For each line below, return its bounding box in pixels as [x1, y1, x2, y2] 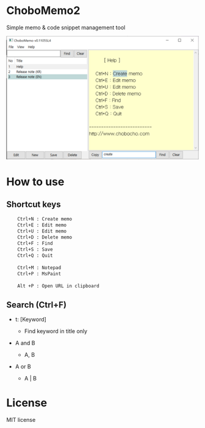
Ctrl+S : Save [17, 247, 53, 253]
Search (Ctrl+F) [6, 300, 67, 310]
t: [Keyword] [15, 316, 47, 323]
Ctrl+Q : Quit [17, 253, 53, 259]
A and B [15, 339, 35, 347]
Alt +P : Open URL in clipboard [17, 283, 99, 289]
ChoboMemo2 [6, 4, 81, 18]
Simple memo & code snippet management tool [6, 24, 126, 31]
